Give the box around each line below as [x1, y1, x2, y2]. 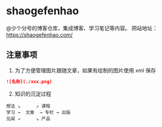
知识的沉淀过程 [14, 90, 51, 97]
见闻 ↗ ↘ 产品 [6, 116, 51, 122]
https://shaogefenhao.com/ [6, 31, 73, 38]
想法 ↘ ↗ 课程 [6, 103, 51, 109]
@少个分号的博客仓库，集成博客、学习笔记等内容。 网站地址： [6, 24, 158, 31]
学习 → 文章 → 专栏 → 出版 [6, 109, 71, 115]
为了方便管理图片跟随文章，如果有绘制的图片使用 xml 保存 [14, 66, 156, 74]
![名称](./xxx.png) [6, 78, 53, 84]
